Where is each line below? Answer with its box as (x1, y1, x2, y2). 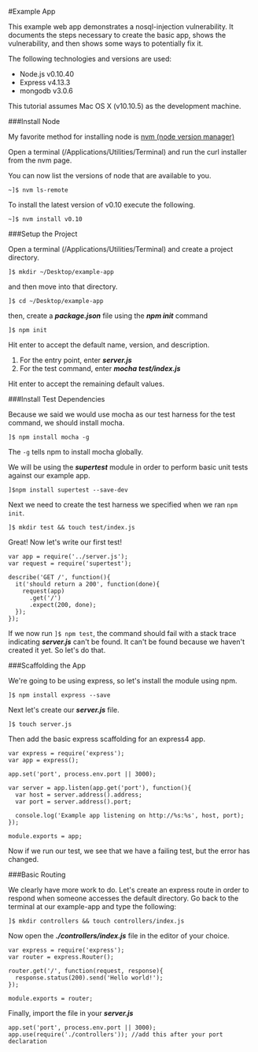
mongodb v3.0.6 (19, 86, 73, 95)
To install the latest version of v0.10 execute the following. (8, 200, 195, 209)
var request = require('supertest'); (8, 560, 132, 567)
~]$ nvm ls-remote (8, 186, 68, 194)
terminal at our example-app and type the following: (8, 902, 177, 911)
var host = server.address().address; (15, 791, 143, 799)
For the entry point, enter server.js (19, 355, 132, 365)
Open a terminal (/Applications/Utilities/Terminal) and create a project (8, 245, 234, 253)
